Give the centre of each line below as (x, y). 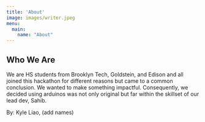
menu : (13, 23)
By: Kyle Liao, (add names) (40, 112)
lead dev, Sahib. (27, 100)
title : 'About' (26, 12)
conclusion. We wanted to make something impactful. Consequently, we (97, 87)
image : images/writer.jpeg (41, 18)
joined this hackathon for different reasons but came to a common (90, 81)
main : (19, 29)
